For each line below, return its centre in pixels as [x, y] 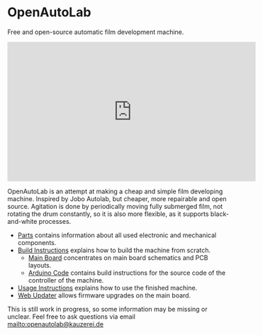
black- [219, 214]
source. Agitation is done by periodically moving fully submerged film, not [115, 206]
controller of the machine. [66, 280]
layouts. [40, 265]
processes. [55, 221]
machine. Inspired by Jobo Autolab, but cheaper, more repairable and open [117, 198]
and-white [22, 221]
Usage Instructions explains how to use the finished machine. [107, 288]
